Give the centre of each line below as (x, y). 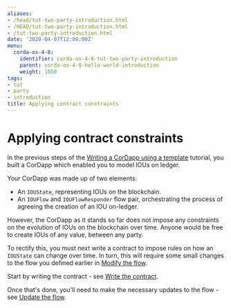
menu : (15, 46)
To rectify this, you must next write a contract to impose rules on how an (110, 248)
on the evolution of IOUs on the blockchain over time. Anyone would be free (115, 227)
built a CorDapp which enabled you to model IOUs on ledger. (94, 164)
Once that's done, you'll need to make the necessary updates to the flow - (113, 289)
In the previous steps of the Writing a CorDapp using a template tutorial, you (115, 157)
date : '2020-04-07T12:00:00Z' (51, 40)
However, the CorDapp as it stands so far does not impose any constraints (113, 220)
